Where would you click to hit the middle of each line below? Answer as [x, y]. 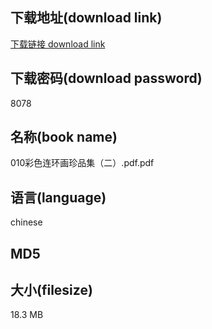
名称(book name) [64, 137]
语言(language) [58, 197]
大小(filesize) [51, 290]
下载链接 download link [58, 44]
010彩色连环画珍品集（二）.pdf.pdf [82, 163]
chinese [26, 222]
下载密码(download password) [106, 78]
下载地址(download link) [86, 18]
